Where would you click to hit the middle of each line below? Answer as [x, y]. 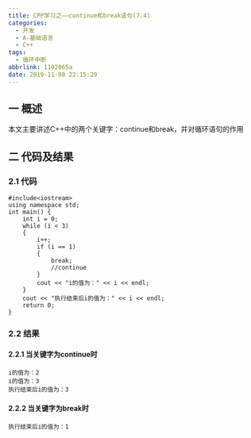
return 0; [39, 305]
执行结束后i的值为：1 [39, 427]
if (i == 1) [57, 247]
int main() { [30, 212]
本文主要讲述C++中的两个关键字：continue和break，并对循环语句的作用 [126, 129]
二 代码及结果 [41, 157]
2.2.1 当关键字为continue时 [53, 354]
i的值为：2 [24, 373]
